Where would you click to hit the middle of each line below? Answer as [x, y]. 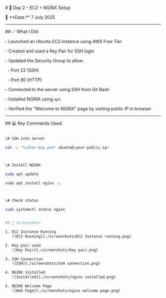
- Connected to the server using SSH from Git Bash [57, 89]
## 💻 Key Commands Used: [34, 123]
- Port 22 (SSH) [23, 70]
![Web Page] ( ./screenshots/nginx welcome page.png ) [66, 291]
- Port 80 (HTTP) [24, 80]
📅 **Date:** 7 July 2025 [30, 17]
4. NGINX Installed [25, 273]
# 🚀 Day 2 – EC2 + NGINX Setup [38, 8]
